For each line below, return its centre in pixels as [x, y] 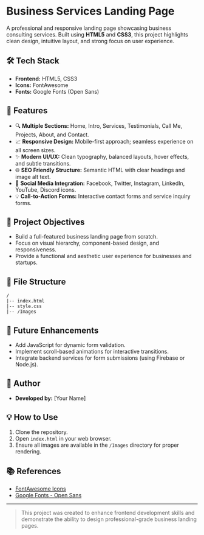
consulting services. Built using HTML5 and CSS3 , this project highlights [97, 34]
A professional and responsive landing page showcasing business [89, 28]
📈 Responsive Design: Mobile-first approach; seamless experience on [104, 141]
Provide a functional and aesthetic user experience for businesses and [104, 256]
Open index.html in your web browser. [63, 438]
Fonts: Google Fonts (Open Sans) [57, 91]
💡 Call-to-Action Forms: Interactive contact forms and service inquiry [103, 196]
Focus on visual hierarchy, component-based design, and [87, 243]
